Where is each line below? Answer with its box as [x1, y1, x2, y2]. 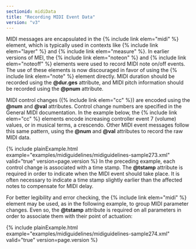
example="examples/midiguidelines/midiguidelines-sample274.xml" [6, 230, 170, 237]
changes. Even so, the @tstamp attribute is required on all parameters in [6, 206, 181, 214]
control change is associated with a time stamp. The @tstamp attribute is [6, 164, 183, 171]
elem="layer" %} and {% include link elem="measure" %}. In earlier [6, 48, 170, 55]
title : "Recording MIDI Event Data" [6, 14, 95, 20]
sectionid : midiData [6, 8, 57, 15]
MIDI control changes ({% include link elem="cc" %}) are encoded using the [6, 97, 190, 104]
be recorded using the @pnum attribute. [6, 86, 104, 93]
